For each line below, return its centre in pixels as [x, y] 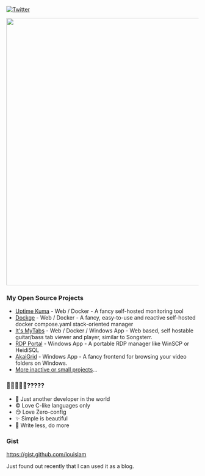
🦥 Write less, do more [42, 425]
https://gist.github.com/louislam [46, 454]
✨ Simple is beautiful [41, 418]
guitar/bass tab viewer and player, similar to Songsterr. [84, 337]
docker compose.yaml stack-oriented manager [74, 324]
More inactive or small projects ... [56, 370]
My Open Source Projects [45, 298]
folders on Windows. [41, 363]
